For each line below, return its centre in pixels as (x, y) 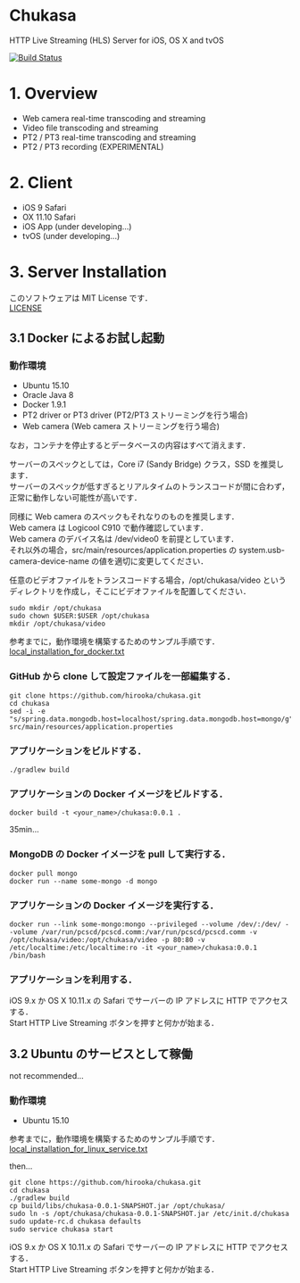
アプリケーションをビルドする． (78, 750)
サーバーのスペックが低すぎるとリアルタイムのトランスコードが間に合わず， (150, 486)
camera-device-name (49, 561)
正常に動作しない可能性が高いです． (76, 498)
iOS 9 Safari (44, 207)
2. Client (41, 183)
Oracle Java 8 (48, 395)
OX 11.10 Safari (49, 217)
